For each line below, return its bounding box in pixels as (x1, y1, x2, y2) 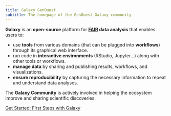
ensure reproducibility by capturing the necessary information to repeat (12, 74, 166, 80)
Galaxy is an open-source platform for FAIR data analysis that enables (5, 26, 156, 32)
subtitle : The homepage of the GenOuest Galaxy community (5, 12, 132, 17)
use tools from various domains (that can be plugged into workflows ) (12, 41, 160, 48)
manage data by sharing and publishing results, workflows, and (12, 63, 147, 69)
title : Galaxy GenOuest (5, 7, 56, 13)
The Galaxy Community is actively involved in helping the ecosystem (5, 89, 152, 96)
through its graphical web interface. (12, 47, 89, 53)
